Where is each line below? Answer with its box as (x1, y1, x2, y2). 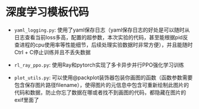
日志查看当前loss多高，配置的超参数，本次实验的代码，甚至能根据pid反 (14, 33, 188, 41)
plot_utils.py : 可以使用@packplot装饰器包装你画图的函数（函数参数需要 (14, 74, 193, 81)
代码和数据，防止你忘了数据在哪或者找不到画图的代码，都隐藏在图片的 (14, 89, 187, 96)
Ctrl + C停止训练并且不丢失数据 (14, 48, 91, 55)
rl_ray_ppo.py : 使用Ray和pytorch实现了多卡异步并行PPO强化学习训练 (14, 61, 185, 68)
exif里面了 (14, 96, 39, 103)
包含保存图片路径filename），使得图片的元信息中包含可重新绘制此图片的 (14, 81, 189, 88)
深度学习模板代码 (5, 5, 90, 19)
